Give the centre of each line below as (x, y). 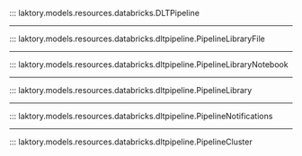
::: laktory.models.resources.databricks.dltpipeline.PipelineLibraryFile (137, 39)
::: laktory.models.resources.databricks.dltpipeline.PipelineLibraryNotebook (149, 65)
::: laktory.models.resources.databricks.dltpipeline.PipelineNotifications (141, 116)
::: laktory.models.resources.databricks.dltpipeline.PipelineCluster (131, 142)
